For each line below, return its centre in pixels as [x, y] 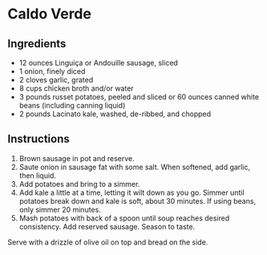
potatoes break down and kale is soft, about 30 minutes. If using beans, [138, 200]
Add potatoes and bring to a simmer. [79, 184]
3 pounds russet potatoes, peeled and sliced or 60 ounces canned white [139, 97]
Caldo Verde [49, 14]
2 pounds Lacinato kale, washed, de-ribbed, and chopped [115, 114]
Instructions [38, 139]
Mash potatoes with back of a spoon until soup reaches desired [124, 218]
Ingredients [37, 44]
